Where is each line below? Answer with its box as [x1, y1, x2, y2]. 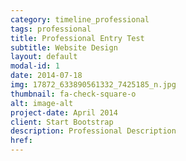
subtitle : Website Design [10, 42, 118, 53]
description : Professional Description [10, 126, 177, 136]
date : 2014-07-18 [10, 71, 83, 81]
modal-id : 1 [10, 61, 60, 71]
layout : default [10, 52, 78, 62]
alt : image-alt [10, 98, 74, 108]
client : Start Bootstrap [10, 117, 114, 127]
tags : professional [10, 24, 92, 34]
